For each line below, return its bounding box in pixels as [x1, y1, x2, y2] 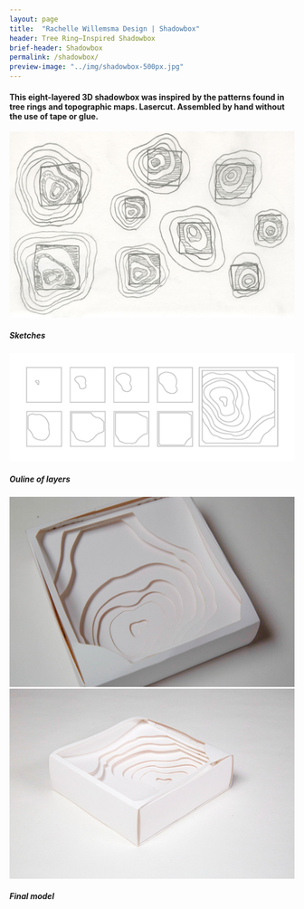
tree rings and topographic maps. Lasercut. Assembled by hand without [9, 100, 285, 112]
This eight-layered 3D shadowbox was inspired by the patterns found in [9, 91, 285, 102]
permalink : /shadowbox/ [9, 53, 100, 62]
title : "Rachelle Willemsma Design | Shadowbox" [9, 24, 201, 33]
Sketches [9, 330, 46, 341]
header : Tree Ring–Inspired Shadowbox [9, 33, 156, 43]
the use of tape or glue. [9, 110, 99, 121]
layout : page [9, 14, 59, 24]
